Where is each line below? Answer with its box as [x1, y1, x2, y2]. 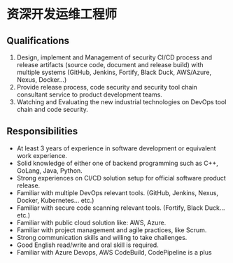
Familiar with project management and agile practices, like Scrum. [16, 225, 207, 234]
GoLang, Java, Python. [16, 166, 83, 175]
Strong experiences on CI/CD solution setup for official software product [16, 173, 227, 182]
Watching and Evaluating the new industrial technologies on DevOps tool [16, 98, 227, 106]
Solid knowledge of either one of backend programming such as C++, [16, 159, 218, 167]
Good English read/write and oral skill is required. [16, 241, 159, 249]
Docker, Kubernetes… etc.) [16, 196, 94, 204]
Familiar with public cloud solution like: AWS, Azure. [16, 218, 167, 227]
